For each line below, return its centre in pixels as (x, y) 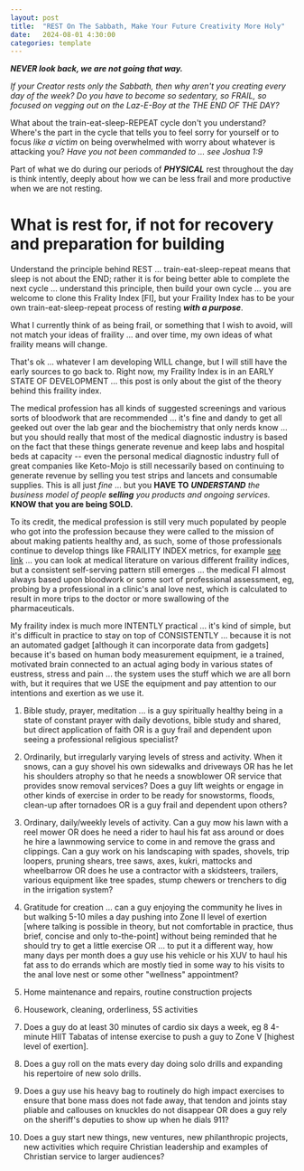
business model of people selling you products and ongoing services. (140, 495)
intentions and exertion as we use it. (77, 694)
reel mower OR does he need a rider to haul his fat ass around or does (154, 832)
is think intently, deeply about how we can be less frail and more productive (151, 179)
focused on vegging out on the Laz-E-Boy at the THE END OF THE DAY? (145, 106)
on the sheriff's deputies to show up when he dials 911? (126, 1120)
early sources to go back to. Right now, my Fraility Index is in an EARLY (142, 372)
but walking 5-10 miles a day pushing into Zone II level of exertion (145, 917)
